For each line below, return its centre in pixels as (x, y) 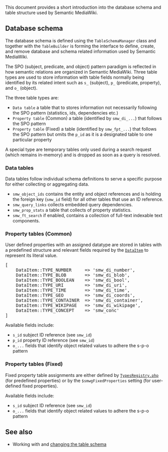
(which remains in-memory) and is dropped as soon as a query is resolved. (83, 155)
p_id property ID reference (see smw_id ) (53, 341)
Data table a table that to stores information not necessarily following (85, 107)
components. (26, 221)
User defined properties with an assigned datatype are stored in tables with (83, 245)
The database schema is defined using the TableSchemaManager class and (81, 40)
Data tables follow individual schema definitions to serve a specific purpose (83, 179)
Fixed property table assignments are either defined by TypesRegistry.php (82, 375)
